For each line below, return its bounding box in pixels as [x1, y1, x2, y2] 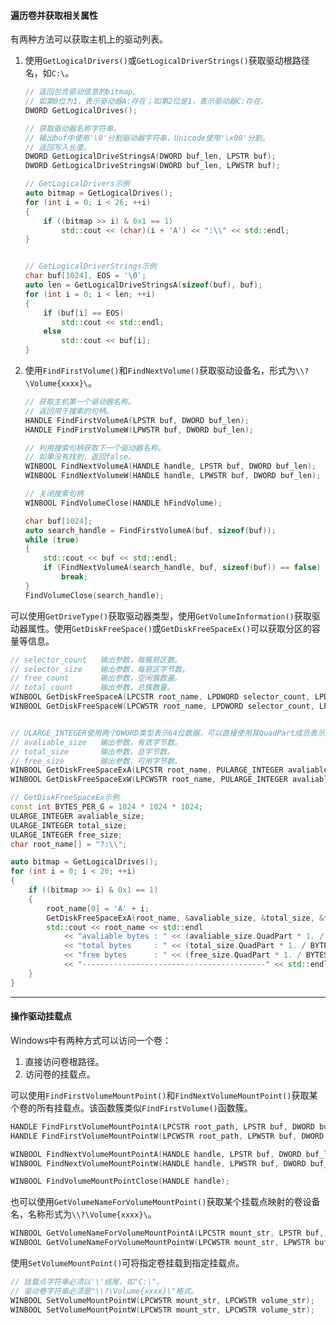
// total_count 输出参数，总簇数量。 [10, 683, 175, 693]
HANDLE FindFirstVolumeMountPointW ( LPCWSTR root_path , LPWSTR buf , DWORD [10, 1131, 325, 1141]
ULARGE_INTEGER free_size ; [10, 830, 123, 840]
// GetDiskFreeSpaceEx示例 [10, 793, 120, 803]
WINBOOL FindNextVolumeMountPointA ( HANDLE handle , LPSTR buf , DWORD [10, 1149, 302, 1159]
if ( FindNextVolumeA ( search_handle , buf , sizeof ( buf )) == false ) [43, 563, 322, 573]
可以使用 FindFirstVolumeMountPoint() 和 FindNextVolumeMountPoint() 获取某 [10, 1089, 318, 1101]
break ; [61, 572, 89, 582]
